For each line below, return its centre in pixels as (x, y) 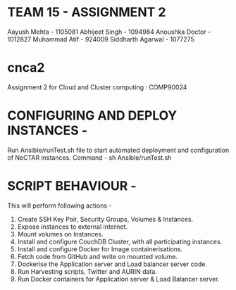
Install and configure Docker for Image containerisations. (100, 249)
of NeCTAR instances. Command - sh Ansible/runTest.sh (89, 157)
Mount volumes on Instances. (60, 234)
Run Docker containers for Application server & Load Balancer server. (118, 279)
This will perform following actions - (60, 206)
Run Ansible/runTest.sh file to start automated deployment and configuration (118, 150)
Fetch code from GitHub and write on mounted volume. (98, 256)
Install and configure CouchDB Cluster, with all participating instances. (120, 241)
